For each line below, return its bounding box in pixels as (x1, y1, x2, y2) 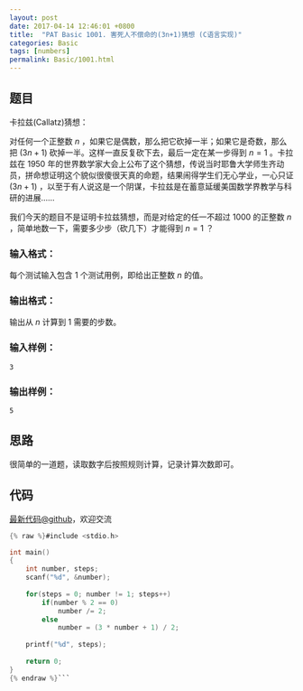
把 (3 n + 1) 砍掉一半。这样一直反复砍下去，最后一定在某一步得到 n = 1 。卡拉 (9, 146, 294, 158)
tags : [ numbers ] (9, 47, 70, 56)
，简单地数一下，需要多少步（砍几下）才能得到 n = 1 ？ (9, 222, 215, 233)
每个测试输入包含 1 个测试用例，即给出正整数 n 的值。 (9, 270, 208, 281)
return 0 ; (25, 657, 63, 666)
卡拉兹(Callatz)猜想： (9, 117, 88, 127)
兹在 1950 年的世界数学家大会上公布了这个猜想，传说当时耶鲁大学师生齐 (9, 158, 277, 169)
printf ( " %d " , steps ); (25, 640, 106, 649)
